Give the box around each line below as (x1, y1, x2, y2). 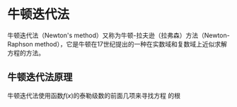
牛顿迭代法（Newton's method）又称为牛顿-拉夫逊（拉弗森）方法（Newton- (7, 31, 230, 39)
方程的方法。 (7, 49, 45, 57)
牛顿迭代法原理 (7, 71, 73, 83)
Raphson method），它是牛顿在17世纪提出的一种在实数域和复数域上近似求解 (7, 39, 228, 48)
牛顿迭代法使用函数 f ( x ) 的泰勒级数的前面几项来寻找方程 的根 (7, 91, 181, 99)
